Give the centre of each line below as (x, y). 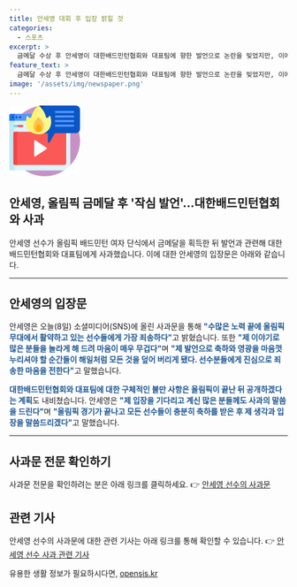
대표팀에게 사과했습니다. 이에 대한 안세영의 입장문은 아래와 (162, 254)
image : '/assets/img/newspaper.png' (76, 84)
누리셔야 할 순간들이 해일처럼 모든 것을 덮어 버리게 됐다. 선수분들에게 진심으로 (141, 360)
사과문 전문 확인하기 (60, 461)
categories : (31, 28)
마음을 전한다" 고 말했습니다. (73, 370)
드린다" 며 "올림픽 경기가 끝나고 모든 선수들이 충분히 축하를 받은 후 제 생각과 (147, 412)
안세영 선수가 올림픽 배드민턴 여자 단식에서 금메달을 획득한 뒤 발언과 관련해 (138, 242)
